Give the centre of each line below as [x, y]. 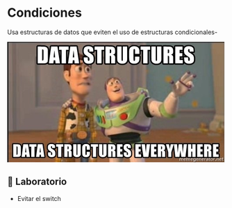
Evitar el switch [39, 198]
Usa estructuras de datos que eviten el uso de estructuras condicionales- [112, 32]
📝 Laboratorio [37, 182]
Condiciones [44, 13]
